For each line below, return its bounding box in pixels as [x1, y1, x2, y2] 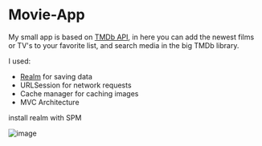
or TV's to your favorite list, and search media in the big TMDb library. [8, 40, 239, 50]
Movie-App [8, 6, 86, 24]
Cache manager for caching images [19, 88, 139, 98]
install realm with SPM [8, 112, 82, 122]
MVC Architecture [19, 97, 80, 107]
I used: [8, 56, 31, 66]
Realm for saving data [19, 71, 92, 81]
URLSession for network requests [19, 80, 132, 90]
